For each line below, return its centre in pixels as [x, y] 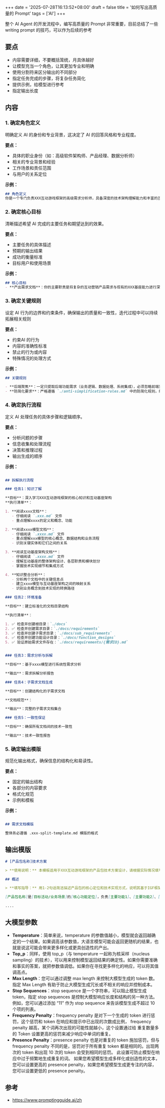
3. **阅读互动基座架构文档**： [33, 552]
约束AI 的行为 [26, 339]
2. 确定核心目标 [23, 212]
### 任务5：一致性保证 [25, 718]
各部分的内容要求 [29, 788]
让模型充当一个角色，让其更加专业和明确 [53, 66]
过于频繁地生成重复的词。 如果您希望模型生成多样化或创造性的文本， [90, 1058]
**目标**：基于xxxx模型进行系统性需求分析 [43, 665]
